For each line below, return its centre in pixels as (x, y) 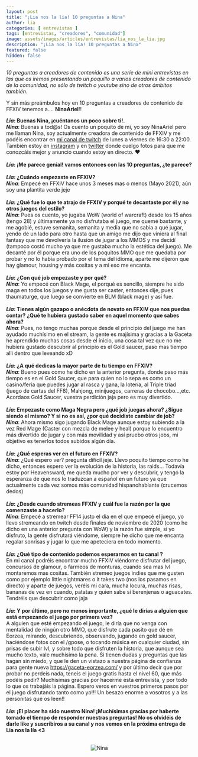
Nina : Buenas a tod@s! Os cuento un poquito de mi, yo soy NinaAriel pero (96, 127)
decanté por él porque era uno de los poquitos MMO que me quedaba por (96, 253)
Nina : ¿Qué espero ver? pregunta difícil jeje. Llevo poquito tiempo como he (98, 460)
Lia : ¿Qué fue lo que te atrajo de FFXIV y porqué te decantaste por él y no (98, 202)
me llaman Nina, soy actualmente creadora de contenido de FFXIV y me (93, 133)
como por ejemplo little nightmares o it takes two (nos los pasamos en (92, 579)
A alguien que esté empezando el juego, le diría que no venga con (87, 623)
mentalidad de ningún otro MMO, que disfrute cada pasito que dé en (90, 629)
